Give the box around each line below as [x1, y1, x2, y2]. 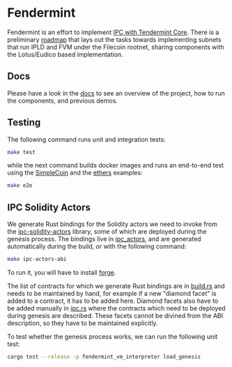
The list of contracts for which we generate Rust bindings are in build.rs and [7, 282, 225, 290]
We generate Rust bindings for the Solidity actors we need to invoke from [7, 220, 218, 228]
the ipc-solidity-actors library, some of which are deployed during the [7, 227, 207, 236]
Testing [7, 117, 41, 128]
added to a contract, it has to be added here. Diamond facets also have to [7, 297, 219, 305]
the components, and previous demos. [7, 96, 118, 105]
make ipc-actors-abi [7, 256, 68, 263]
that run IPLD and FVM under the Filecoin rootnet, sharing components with [7, 43, 224, 51]
